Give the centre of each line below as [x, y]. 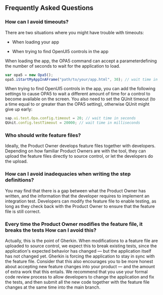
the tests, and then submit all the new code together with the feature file [77, 282]
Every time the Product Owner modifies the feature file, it [74, 224]
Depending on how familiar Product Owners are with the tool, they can [75, 151]
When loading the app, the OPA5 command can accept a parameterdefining [81, 61]
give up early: [19, 110]
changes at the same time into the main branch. [53, 287]
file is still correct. [23, 211]
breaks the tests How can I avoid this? [51, 230]
